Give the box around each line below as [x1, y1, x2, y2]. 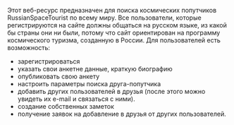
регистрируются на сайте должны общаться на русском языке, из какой [7, 21, 227, 29]
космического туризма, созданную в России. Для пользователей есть [7, 36, 221, 44]
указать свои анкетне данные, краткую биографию [17, 65, 173, 73]
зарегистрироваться [17, 57, 80, 66]
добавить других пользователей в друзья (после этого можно [17, 88, 206, 95]
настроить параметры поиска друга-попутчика [17, 80, 161, 88]
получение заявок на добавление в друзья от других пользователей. [17, 109, 227, 118]
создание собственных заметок [17, 102, 115, 110]
